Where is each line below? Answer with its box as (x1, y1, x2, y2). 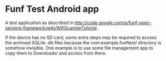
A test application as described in (5, 20, 74, 26)
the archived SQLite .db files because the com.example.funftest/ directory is (5, 39, 162, 45)
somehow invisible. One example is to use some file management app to (5, 45, 153, 51)
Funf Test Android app (5, 3, 99, 15)
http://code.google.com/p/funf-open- (74, 20, 152, 26)
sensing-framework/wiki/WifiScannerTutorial (5, 25, 97, 30)
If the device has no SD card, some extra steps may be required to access (5, 34, 157, 40)
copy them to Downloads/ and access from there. (5, 50, 107, 56)
